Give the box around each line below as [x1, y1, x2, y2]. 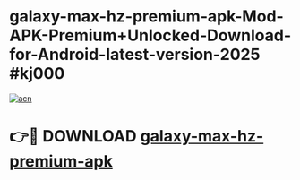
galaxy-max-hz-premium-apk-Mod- [9, 6, 284, 27]
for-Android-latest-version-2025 [9, 45, 261, 64]
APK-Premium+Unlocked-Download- [9, 25, 292, 46]
